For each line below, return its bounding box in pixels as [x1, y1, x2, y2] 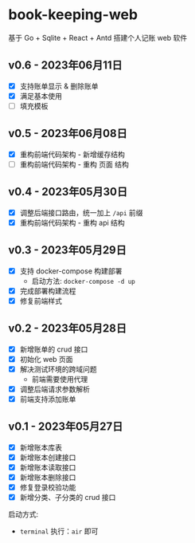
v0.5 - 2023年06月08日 [8, 127, 127, 140]
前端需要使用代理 [31, 374, 88, 384]
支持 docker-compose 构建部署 [19, 266, 123, 276]
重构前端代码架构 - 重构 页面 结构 [19, 159, 129, 169]
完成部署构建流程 [19, 285, 76, 296]
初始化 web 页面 [19, 354, 73, 364]
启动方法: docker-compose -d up [31, 276, 135, 285]
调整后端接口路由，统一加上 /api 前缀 [19, 207, 143, 217]
